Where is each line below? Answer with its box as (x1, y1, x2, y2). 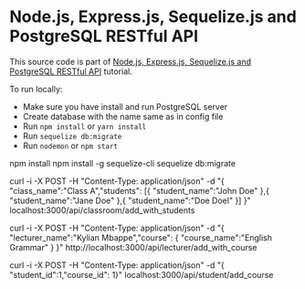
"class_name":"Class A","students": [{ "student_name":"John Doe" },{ (9, 185, 269, 196)
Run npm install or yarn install (22, 121, 147, 132)
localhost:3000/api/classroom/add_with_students (9, 204, 195, 216)
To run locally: (9, 83, 63, 94)
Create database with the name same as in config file (22, 111, 224, 122)
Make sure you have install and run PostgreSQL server (22, 101, 228, 112)
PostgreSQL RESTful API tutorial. (9, 66, 132, 77)
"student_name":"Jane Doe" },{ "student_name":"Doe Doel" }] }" (9, 195, 251, 206)
